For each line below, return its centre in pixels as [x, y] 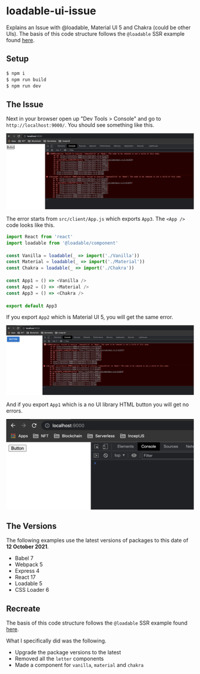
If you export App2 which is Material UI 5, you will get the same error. [90, 317]
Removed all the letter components [59, 659]
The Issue [25, 104]
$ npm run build [26, 79]
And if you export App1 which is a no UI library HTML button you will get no [98, 404]
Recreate [23, 609]
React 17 [25, 577]
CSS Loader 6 [32, 590]
